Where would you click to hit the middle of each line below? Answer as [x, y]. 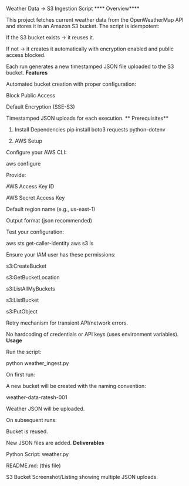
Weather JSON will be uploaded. [45, 409]
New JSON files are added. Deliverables [55, 443]
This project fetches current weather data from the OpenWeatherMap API [95, 20]
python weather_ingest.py [38, 363]
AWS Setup [28, 141]
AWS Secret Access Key [36, 198]
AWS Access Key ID [30, 186]
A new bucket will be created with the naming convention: [76, 386]
